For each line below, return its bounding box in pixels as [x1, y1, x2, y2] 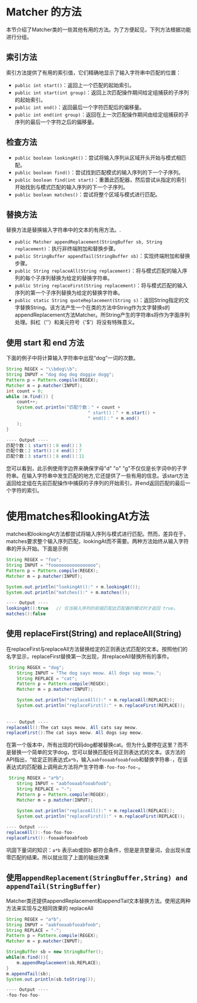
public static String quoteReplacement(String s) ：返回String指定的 [14, 297, 184, 304]
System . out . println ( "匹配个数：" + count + [16, 405, 121, 411]
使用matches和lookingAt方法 [6, 510, 150, 523]
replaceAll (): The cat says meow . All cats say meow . [6, 724, 138, 730]
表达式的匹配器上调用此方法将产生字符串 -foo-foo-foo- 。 [6, 763, 144, 770]
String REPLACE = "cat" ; [16, 676, 78, 681]
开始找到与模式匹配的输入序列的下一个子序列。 [14, 183, 128, 190]
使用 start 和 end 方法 [6, 337, 85, 347]
